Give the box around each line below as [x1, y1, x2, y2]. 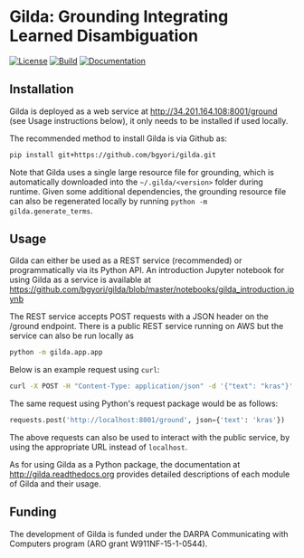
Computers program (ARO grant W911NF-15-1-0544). [9, 538, 208, 549]
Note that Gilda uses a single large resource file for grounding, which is [9, 166, 274, 177]
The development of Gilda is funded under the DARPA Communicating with [9, 528, 289, 539]
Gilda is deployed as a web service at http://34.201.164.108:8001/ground [9, 106, 278, 117]
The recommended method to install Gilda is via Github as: [9, 133, 228, 144]
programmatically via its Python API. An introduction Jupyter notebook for [9, 265, 285, 276]
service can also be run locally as [9, 330, 134, 341]
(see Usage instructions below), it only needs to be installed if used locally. [9, 115, 289, 126]
